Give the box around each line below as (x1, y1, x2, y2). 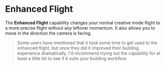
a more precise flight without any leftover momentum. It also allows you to (5, 25, 155, 31)
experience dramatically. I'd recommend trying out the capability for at (17, 50, 161, 56)
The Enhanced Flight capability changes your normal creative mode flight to (5, 20, 161, 26)
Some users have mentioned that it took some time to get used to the (17, 39, 158, 45)
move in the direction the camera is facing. (5, 30, 92, 36)
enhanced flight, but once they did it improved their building (17, 45, 139, 51)
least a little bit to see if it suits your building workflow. (17, 55, 128, 61)
